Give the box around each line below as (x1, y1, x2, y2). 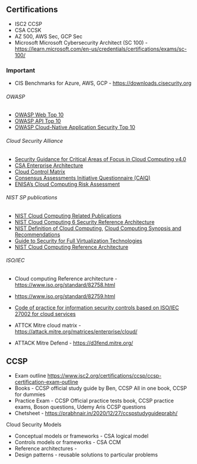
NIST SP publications (6, 194, 58, 201)
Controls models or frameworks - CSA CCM (14, 438, 121, 446)
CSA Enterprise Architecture (14, 162, 84, 169)
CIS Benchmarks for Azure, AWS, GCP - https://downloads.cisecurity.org (14, 79, 192, 87)
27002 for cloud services (14, 310, 76, 317)
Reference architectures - (14, 445, 78, 452)
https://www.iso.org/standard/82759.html (14, 292, 116, 299)
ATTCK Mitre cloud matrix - (14, 322, 81, 329)
